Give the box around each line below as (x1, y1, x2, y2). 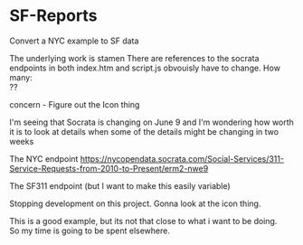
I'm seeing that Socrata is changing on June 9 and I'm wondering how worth (9, 117, 294, 127)
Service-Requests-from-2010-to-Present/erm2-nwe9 (9, 163, 209, 174)
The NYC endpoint (9, 153, 79, 164)
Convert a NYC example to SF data (9, 35, 139, 46)
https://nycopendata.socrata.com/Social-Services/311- (80, 153, 285, 164)
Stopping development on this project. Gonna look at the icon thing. (9, 198, 261, 209)
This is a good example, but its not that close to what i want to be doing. (9, 215, 278, 226)
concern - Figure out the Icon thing (9, 99, 140, 109)
